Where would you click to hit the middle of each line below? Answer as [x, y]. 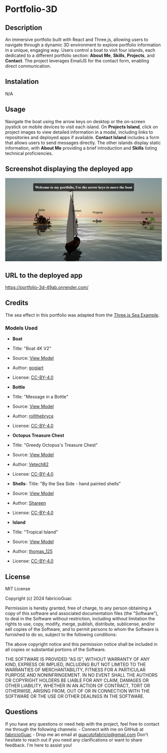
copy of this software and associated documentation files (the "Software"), [82, 613]
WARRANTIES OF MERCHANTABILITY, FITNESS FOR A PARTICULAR [75, 670]
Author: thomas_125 [33, 552]
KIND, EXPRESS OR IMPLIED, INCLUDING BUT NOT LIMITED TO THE [76, 664]
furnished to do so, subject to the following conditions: [61, 634]
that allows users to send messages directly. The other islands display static [83, 143]
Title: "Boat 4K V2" [32, 349]
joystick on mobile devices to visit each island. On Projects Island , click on [82, 127]
